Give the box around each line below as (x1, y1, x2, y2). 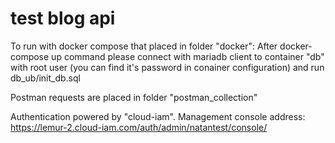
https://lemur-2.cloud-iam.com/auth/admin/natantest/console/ (10, 121, 268, 133)
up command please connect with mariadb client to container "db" (51, 50, 325, 62)
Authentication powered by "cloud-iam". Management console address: (10, 110, 306, 122)
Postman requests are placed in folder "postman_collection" (10, 91, 258, 103)
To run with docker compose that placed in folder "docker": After (10, 40, 278, 52)
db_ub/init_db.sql (10, 72, 81, 84)
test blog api (10, 7, 116, 30)
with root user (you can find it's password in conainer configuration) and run (10, 61, 325, 73)
